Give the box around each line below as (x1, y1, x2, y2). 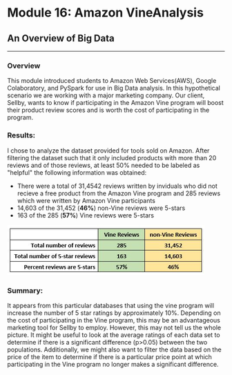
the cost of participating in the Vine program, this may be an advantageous (7, 316, 221, 324)
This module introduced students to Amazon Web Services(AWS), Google (7, 77, 217, 85)
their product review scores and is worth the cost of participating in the (7, 106, 210, 115)
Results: (7, 131, 36, 140)
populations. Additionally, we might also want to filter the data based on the (7, 345, 222, 354)
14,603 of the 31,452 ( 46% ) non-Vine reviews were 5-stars (17, 204, 186, 212)
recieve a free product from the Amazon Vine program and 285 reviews (17, 189, 221, 198)
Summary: (7, 285, 43, 295)
